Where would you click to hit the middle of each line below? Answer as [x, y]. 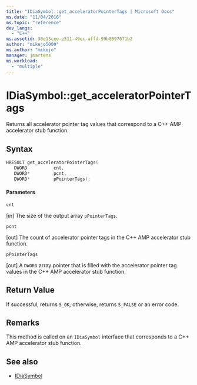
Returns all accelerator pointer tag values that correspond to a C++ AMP [94, 124]
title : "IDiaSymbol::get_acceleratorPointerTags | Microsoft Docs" [91, 11]
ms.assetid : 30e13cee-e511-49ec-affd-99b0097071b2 [69, 39]
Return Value [30, 290]
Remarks [23, 323]
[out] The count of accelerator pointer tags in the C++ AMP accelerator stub [98, 237]
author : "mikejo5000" [33, 45]
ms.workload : [22, 61]
